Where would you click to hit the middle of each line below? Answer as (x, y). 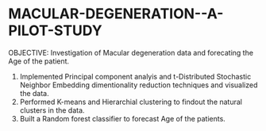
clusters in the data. (52, 110)
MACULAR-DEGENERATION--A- (116, 14)
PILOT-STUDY (55, 31)
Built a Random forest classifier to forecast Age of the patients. (123, 118)
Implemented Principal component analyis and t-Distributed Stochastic (135, 76)
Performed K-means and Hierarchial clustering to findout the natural (131, 102)
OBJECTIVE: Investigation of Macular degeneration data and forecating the (131, 52)
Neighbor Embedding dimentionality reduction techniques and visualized (139, 85)
